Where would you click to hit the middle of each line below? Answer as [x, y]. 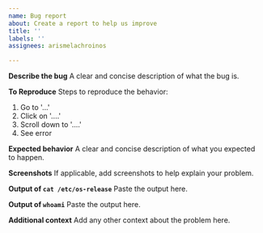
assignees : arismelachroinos [57, 46]
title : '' [25, 31]
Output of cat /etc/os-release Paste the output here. [98, 189]
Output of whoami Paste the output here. [74, 205]
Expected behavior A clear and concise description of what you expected [132, 149]
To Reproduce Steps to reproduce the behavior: [88, 92]
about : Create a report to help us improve [83, 23]
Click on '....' [40, 116]
